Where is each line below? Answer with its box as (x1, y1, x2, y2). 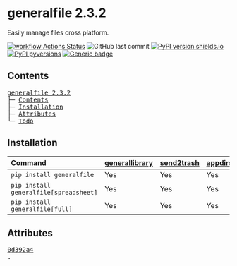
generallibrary (104, 157, 154, 167)
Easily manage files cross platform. (7, 28, 109, 37)
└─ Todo (7, 116, 34, 125)
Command (11, 157, 47, 167)
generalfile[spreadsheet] (11, 188, 98, 196)
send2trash (159, 157, 200, 167)
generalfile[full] (11, 205, 73, 213)
